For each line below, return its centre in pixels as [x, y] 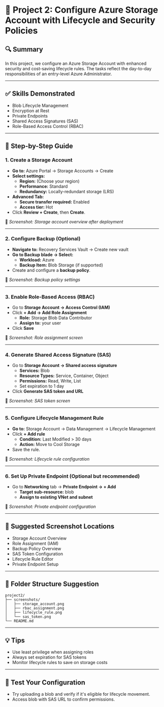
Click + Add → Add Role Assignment [49, 313]
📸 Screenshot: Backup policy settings [43, 280]
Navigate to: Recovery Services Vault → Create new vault [70, 249]
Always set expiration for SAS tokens [49, 657]
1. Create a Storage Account [39, 160]
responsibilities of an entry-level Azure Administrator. [59, 74]
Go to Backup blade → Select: [43, 254]
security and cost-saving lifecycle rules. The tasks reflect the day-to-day [78, 69]
